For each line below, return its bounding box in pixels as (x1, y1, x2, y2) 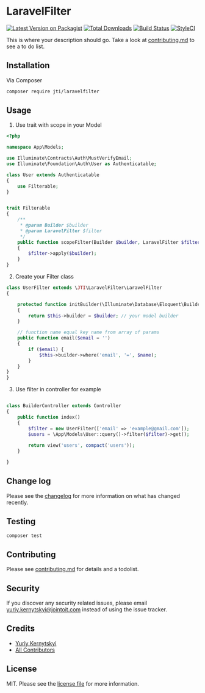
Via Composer (6, 76, 43, 84)
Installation (6, 60, 50, 71)
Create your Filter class (15, 273, 74, 280)
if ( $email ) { (28, 346, 64, 352)
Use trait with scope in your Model (15, 121, 102, 129)
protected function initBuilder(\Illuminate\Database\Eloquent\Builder (17, 301, 203, 307)
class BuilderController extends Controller (6, 403, 121, 409)
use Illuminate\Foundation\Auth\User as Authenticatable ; (6, 161, 157, 167)
